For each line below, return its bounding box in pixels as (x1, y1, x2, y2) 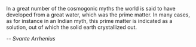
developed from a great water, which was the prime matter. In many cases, (6, 11, 190, 18)
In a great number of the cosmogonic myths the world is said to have (6, 5, 176, 12)
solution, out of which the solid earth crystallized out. (6, 23, 137, 31)
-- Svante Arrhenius (6, 35, 56, 42)
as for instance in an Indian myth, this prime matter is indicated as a (6, 18, 173, 24)
